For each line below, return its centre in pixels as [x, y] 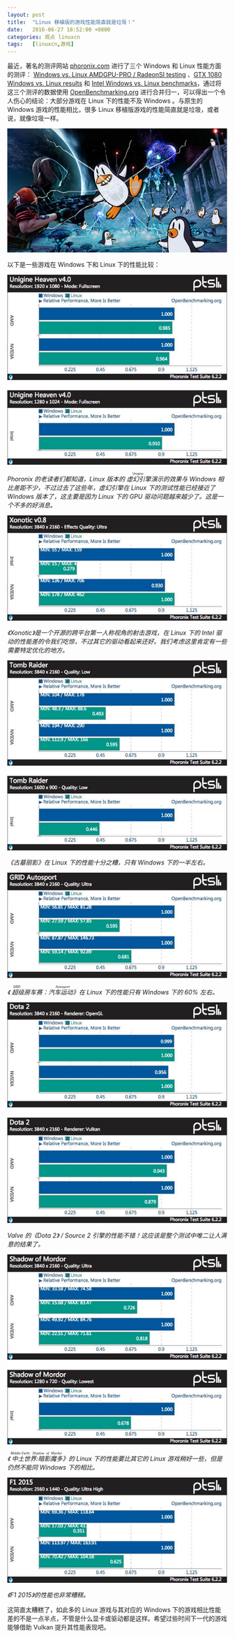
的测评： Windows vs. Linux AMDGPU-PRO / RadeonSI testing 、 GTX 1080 [115, 75]
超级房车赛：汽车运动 [42, 992]
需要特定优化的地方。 [38, 650]
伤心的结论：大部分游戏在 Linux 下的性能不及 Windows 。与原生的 [108, 101]
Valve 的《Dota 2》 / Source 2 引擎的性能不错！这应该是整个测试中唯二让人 [114, 1235]
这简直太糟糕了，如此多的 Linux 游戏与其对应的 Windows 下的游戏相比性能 [114, 1609]
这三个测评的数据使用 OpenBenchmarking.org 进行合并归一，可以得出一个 [114, 92]
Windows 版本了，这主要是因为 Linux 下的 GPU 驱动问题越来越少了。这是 [113, 496]
